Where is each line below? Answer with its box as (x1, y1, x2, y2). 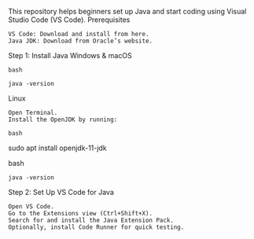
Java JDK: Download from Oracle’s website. (8, 37, 153, 45)
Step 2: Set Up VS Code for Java (8, 188, 114, 197)
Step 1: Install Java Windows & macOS (8, 51, 132, 60)
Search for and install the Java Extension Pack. (8, 216, 175, 224)
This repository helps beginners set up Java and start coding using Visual (8, 7, 247, 16)
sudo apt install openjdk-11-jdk (8, 143, 108, 153)
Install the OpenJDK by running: (8, 116, 118, 123)
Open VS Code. (8, 203, 55, 211)
